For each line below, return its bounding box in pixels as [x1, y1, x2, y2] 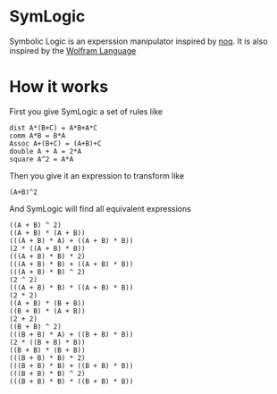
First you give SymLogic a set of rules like [9, 105, 164, 117]
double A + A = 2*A [9, 147, 82, 155]
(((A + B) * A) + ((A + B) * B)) [9, 236, 134, 245]
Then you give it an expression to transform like [9, 170, 185, 180]
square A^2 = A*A [9, 155, 74, 163]
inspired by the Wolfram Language [9, 45, 137, 55]
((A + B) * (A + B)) [9, 228, 87, 238]
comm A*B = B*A [9, 131, 66, 140]
